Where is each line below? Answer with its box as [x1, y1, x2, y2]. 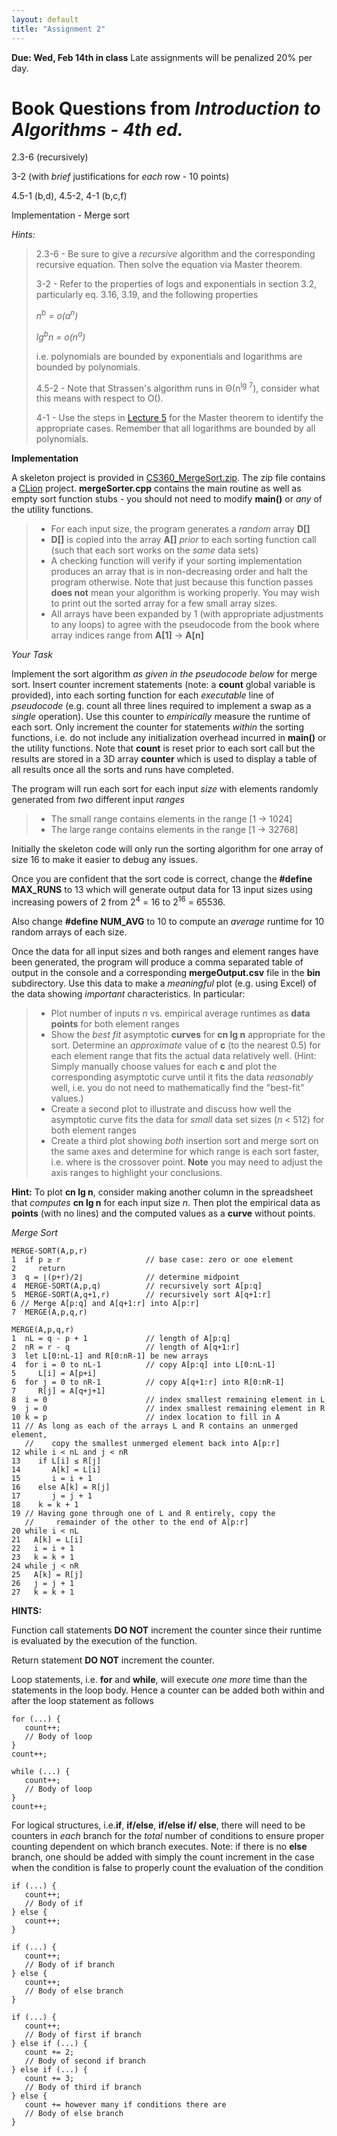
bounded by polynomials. [35, 361, 141, 373]
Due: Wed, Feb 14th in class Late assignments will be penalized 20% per [11, 51, 313, 63]
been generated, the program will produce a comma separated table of [11, 956, 304, 968]
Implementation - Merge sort [11, 209, 130, 221]
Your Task [11, 649, 53, 661]
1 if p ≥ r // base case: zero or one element [11, 1255, 294, 1265]
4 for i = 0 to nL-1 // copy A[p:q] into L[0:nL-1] [11, 1360, 276, 1370]
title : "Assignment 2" [11, 24, 106, 34]
